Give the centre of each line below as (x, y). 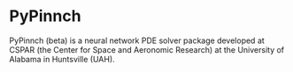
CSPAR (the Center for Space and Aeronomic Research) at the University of (147, 49)
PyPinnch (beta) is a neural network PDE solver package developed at (137, 40)
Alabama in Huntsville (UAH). (62, 59)
